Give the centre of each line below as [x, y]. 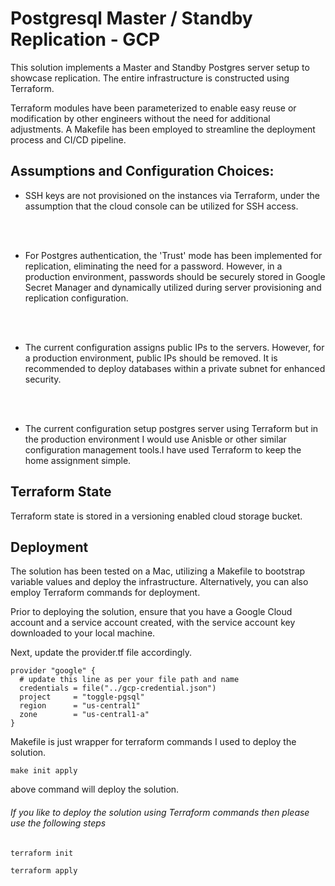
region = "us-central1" [80, 706]
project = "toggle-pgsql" [82, 697]
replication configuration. [76, 298]
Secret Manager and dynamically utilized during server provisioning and [173, 287]
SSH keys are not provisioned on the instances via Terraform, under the [172, 195]
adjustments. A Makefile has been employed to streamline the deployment [163, 129]
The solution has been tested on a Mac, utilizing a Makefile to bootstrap [158, 571]
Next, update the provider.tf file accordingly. [101, 653]
